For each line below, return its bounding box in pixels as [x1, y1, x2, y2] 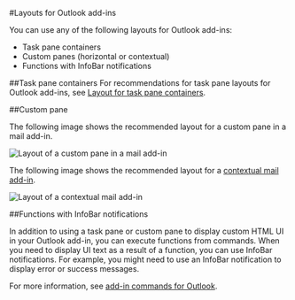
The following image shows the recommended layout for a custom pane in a [9, 121, 286, 132]
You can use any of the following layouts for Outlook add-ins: [9, 25, 233, 35]
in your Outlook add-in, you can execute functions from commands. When [9, 235, 281, 246]
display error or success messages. [9, 264, 140, 273]
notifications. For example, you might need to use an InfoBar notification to [9, 254, 282, 265]
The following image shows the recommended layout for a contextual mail [9, 165, 279, 175]
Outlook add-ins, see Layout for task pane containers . [9, 88, 206, 97]
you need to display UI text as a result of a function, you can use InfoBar [9, 245, 273, 255]
